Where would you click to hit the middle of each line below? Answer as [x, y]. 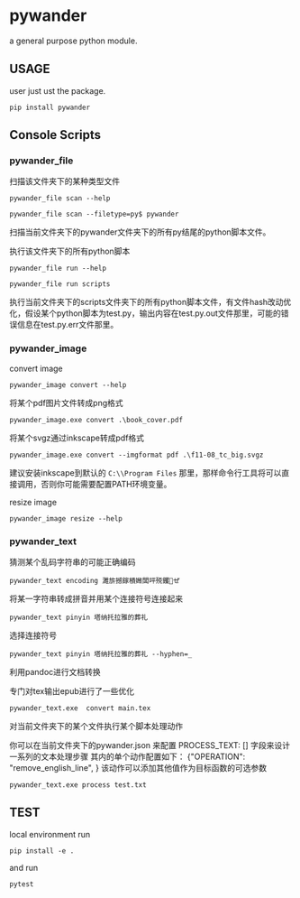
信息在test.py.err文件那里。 [68, 325]
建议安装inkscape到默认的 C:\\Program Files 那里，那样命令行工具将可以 [145, 472]
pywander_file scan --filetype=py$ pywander [94, 214]
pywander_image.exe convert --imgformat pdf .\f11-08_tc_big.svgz [136, 455]
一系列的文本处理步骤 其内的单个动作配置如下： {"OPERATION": [127, 757]
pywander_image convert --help [68, 384]
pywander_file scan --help [60, 199]
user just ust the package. [58, 90]
